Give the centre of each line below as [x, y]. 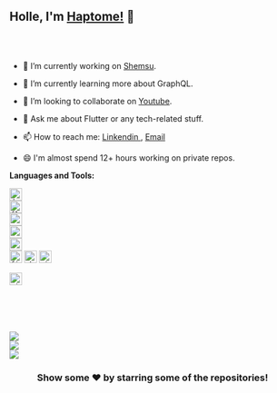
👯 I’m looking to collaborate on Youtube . [97, 101]
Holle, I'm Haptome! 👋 [72, 17]
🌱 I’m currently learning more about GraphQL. [108, 84]
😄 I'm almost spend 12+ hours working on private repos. [129, 157]
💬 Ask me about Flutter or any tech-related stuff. [113, 118]
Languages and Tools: [52, 175]
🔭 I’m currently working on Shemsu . [89, 65]
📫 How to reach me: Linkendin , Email [94, 136]
